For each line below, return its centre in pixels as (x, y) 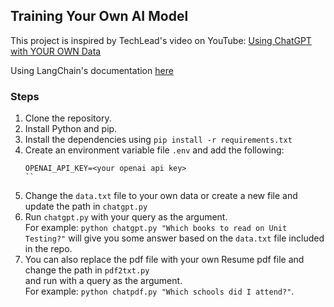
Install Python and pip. (71, 129)
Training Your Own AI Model (99, 16)
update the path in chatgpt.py (86, 206)
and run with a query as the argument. (103, 281)
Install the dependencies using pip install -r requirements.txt (158, 140)
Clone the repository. (68, 118)
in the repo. (48, 249)
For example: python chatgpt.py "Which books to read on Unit (156, 228)
